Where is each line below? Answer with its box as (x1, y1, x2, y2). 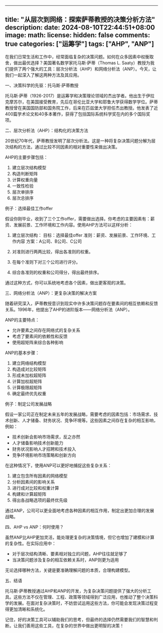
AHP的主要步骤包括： (5, 154, 49, 160)
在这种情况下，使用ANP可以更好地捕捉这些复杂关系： (5, 462, 112, 468)
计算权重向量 (12, 176, 38, 183)
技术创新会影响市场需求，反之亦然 (12, 434, 81, 440)
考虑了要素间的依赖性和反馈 (12, 333, 68, 339)
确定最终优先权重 (12, 390, 47, 396)
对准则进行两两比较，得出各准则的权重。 (12, 249, 93, 254)
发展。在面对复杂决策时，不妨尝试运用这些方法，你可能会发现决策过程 (13, 600, 154, 606)
